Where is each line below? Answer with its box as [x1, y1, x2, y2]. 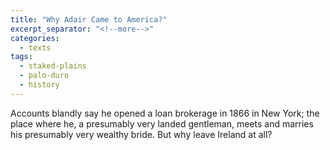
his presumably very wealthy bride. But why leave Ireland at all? [10, 128, 273, 140]
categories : [10, 33, 60, 43]
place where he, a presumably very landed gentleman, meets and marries [10, 117, 314, 130]
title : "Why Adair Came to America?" [10, 14, 168, 25]
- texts [19, 42, 52, 53]
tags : [10, 52, 33, 62]
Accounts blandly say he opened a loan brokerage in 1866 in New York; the [10, 107, 320, 119]
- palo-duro [19, 71, 70, 81]
